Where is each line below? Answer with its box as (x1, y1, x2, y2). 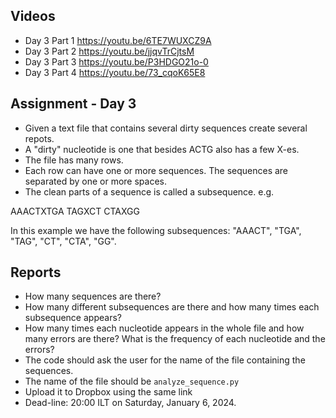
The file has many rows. (24, 154, 124, 166)
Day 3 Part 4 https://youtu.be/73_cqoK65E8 (24, 66, 206, 78)
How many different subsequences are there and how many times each (24, 301, 320, 313)
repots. (24, 132, 55, 144)
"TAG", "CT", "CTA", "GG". (10, 235, 117, 247)
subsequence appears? (24, 312, 122, 324)
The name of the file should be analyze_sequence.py (24, 375, 240, 388)
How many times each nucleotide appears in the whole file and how (24, 322, 305, 334)
